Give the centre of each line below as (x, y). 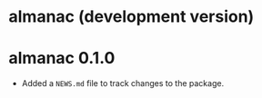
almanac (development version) (131, 17)
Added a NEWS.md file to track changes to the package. (123, 83)
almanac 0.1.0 (62, 59)
